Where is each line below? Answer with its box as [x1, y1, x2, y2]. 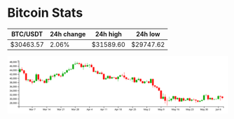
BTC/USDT [11, 30, 43, 38]
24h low [135, 30, 160, 38]
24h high [95, 30, 123, 38]
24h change [50, 30, 86, 38]
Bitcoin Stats [7, 5, 83, 21]
